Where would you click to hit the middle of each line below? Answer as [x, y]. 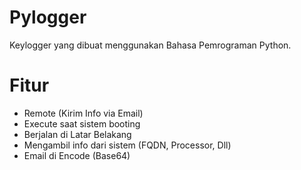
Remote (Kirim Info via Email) [83, 113]
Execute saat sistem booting [82, 123]
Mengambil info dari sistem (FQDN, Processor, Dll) [127, 145]
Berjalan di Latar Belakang [77, 134]
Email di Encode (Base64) [77, 155]
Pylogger [48, 17]
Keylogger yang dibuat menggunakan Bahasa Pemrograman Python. [150, 45]
